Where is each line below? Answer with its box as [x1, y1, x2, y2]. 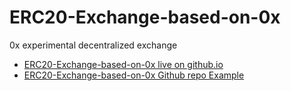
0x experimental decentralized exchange [9, 39, 178, 51]
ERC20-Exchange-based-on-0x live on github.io [23, 58, 224, 70]
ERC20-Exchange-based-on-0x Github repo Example [23, 69, 245, 81]
